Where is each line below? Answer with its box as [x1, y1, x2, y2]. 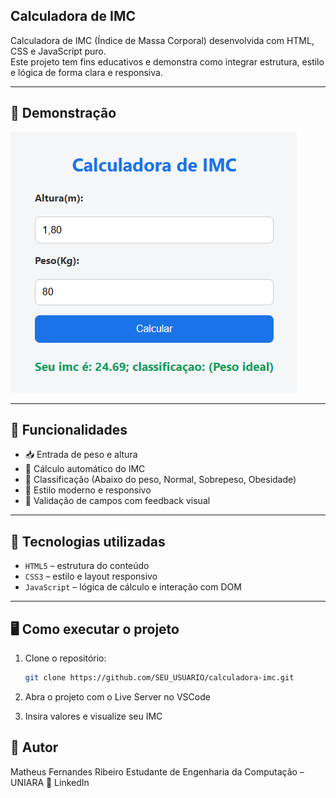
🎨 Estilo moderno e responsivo [24, 484, 152, 496]
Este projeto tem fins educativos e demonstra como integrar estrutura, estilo [10, 55, 325, 68]
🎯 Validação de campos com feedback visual [24, 495, 211, 507]
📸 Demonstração [10, 105, 117, 122]
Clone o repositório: [24, 652, 107, 664]
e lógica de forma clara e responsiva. [10, 66, 163, 78]
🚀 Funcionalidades [10, 422, 128, 439]
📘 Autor [10, 739, 59, 756]
